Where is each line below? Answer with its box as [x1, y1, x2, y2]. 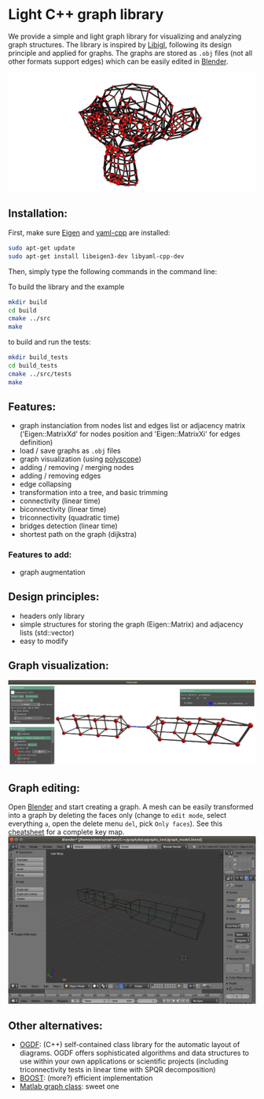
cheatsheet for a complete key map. [8, 827, 125, 836]
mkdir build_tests [8, 353, 68, 361]
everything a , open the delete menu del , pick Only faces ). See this [8, 819, 223, 828]
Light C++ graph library [8, 6, 164, 24]
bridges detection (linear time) [19, 521, 118, 531]
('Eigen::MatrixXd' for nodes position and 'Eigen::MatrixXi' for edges [19, 429, 241, 438]
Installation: [8, 207, 68, 220]
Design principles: [8, 590, 100, 604]
